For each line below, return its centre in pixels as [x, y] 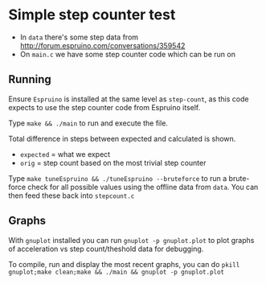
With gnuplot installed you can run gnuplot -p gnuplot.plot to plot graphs [131, 240]
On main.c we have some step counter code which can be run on [127, 54]
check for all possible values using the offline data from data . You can [143, 187]
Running [30, 79]
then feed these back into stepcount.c [72, 196]
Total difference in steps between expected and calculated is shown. [122, 138]
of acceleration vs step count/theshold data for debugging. [106, 249]
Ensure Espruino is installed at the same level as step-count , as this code [129, 99]
